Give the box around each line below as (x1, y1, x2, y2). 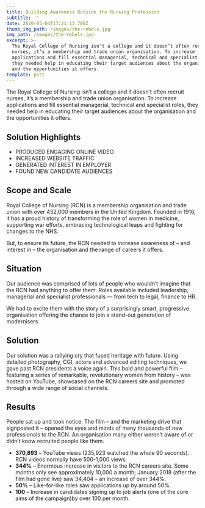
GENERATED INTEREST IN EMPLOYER (15, 161, 112, 169)
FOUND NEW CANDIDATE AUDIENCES (15, 167, 113, 175)
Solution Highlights (6, 132, 81, 142)
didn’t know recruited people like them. (6, 438, 105, 445)
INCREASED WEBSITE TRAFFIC (15, 155, 95, 162)
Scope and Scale (6, 185, 71, 196)
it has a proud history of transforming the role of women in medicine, (6, 215, 179, 222)
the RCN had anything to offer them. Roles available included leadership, (6, 286, 189, 293)
